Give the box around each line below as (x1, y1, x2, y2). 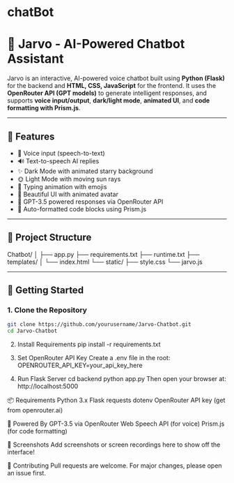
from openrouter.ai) (7, 406, 63, 415)
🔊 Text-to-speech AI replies (17, 156, 100, 165)
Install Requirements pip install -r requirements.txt (17, 340, 162, 349)
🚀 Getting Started (7, 284, 84, 297)
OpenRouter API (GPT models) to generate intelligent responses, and (7, 89, 208, 98)
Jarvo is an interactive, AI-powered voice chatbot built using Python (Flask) (7, 74, 225, 82)
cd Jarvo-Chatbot (7, 327, 58, 335)
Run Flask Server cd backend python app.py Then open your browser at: (17, 375, 226, 383)
